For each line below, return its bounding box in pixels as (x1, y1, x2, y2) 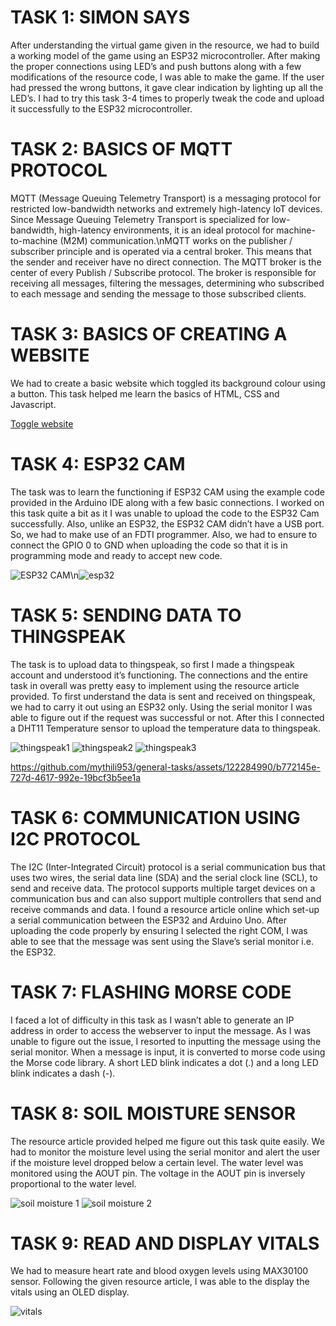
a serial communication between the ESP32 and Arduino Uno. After (10, 914, 287, 926)
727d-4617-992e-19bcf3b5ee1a (10, 771, 142, 783)
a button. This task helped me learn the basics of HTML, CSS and (10, 387, 280, 400)
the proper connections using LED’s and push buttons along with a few (10, 60, 302, 72)
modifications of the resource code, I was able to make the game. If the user (10, 71, 325, 83)
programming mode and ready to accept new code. (10, 549, 223, 561)
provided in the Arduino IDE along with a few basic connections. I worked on (10, 496, 325, 508)
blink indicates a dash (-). (10, 1067, 116, 1079)
